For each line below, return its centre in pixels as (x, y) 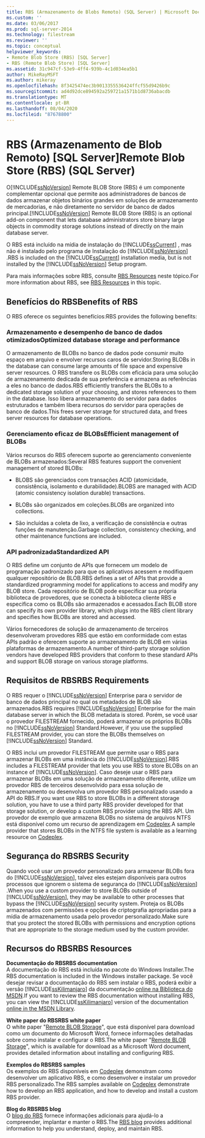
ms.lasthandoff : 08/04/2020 (42, 108)
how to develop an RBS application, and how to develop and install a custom (102, 1091)
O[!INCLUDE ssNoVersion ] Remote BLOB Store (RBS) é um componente (95, 188)
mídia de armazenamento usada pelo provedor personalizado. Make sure (98, 916)
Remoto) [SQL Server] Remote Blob (95, 157)
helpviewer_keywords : (34, 52)
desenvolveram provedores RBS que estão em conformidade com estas (97, 636)
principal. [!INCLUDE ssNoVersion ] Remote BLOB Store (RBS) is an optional (99, 213)
